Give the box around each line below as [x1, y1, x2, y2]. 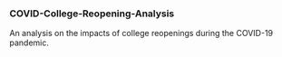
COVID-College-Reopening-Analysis [9, 7, 175, 20]
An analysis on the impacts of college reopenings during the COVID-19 [9, 28, 274, 39]
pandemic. [9, 37, 50, 48]
